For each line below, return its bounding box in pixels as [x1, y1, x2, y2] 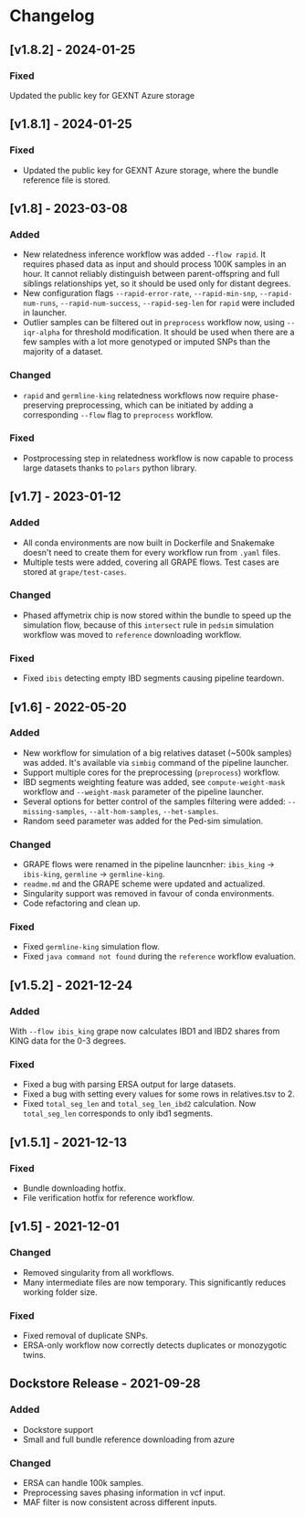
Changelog [9, 5, 95, 27]
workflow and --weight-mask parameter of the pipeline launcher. [22, 786, 265, 797]
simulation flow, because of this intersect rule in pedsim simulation [22, 619, 274, 631]
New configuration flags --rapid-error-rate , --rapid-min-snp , [22, 288, 258, 299]
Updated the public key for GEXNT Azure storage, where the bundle [22, 164, 279, 175]
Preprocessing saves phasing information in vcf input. [22, 1487, 226, 1499]
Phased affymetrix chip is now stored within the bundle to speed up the [22, 610, 292, 621]
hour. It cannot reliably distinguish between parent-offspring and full [22, 269, 280, 280]
